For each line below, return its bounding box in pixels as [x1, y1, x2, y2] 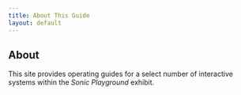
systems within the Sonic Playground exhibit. [8, 78, 155, 87]
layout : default [8, 19, 62, 27]
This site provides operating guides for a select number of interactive [8, 69, 233, 79]
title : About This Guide [8, 11, 90, 20]
